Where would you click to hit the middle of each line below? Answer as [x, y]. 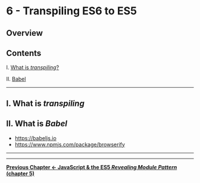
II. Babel [16, 79]
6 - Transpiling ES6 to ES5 [71, 11]
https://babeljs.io [35, 138]
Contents [24, 53]
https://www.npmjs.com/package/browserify [70, 144]
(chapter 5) [20, 173]
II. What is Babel [37, 124]
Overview [25, 33]
